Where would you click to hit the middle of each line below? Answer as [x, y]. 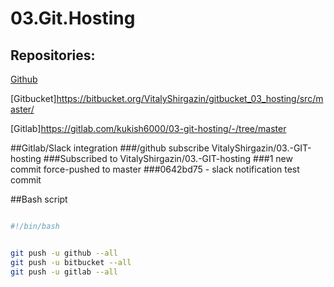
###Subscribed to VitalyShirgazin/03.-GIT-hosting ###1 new [168, 158]
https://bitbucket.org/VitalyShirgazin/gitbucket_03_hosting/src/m [190, 98]
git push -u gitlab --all [64, 272]
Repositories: [53, 55]
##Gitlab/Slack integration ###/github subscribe [110, 148]
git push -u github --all [64, 253]
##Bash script [39, 199]
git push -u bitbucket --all [71, 262]
